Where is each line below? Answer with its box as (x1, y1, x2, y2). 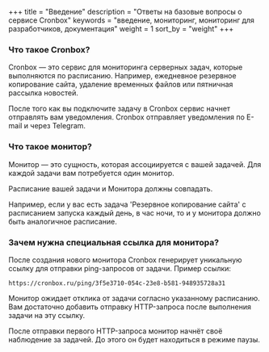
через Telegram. (30, 121, 86, 131)
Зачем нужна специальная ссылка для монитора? (8, 237, 220, 248)
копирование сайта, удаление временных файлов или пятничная (8, 80, 233, 90)
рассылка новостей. (8, 88, 79, 98)
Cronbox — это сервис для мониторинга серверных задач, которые (8, 62, 243, 72)
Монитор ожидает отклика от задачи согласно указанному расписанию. (8, 293, 260, 303)
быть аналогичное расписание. (8, 216, 117, 226)
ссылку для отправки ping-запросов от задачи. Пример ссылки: (8, 263, 232, 273)
